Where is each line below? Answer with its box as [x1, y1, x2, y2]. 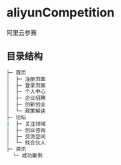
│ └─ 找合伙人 [6, 140, 46, 146]
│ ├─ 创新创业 [6, 101, 46, 108]
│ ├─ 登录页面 [6, 82, 46, 89]
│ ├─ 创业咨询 [6, 126, 46, 133]
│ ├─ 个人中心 [6, 88, 46, 96]
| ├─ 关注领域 [6, 120, 46, 127]
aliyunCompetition [6, 5, 115, 21]
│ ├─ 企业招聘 [6, 95, 46, 102]
